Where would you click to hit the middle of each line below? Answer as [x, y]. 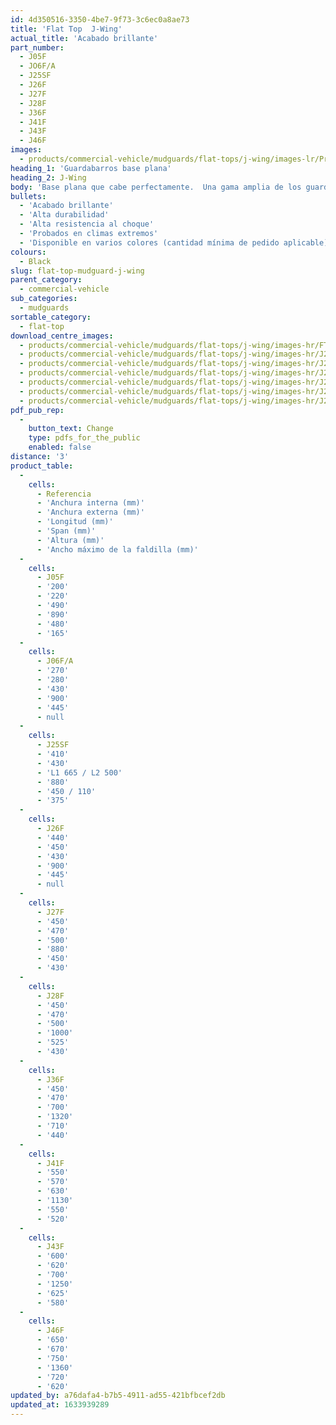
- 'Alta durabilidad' [64, 215]
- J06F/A [55, 661]
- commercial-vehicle [64, 289]
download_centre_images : [62, 336]
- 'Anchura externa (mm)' [90, 512]
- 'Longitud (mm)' [75, 522]
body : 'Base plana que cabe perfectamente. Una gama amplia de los [156, 187]
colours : [28, 252]
